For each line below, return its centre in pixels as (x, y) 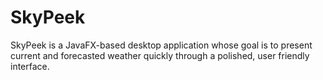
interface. (30, 66)
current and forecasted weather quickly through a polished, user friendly (160, 55)
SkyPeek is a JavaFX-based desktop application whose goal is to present (161, 45)
